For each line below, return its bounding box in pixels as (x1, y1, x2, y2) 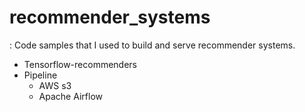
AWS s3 (38, 79, 72, 91)
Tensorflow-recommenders (23, 58, 138, 70)
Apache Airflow (38, 90, 103, 102)
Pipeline (23, 69, 58, 81)
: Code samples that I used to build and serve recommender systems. (9, 39, 296, 51)
